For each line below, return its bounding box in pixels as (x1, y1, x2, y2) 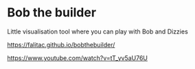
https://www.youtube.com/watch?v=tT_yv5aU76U (7, 53, 148, 62)
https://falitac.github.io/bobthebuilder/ (7, 40, 115, 49)
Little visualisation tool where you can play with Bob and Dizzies (7, 27, 189, 36)
